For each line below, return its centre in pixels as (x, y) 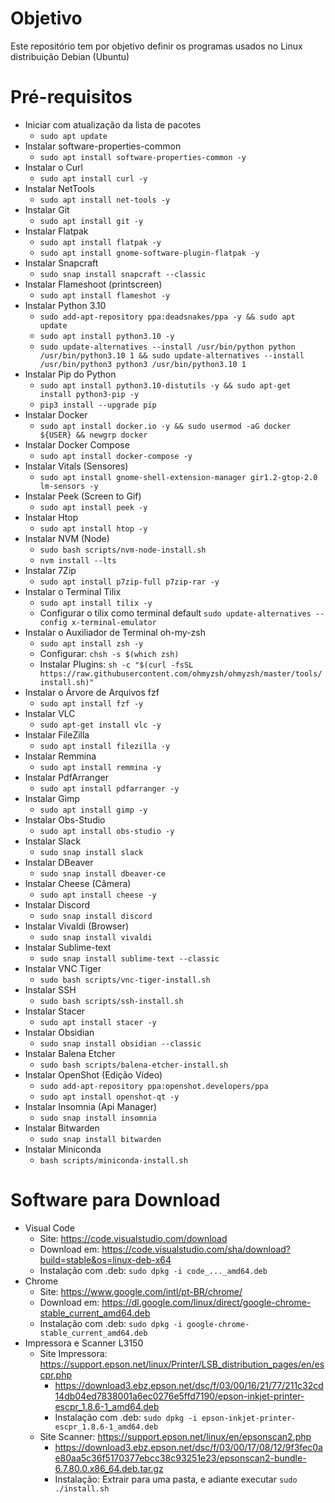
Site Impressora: (73, 1353)
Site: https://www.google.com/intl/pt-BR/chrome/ (141, 1291)
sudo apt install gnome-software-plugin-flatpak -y (149, 253)
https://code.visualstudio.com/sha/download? (196, 1249)
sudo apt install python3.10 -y (107, 336)
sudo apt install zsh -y (91, 643)
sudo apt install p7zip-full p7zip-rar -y (129, 582)
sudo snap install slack (91, 852)
